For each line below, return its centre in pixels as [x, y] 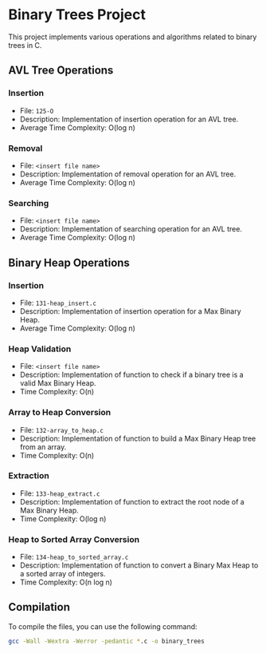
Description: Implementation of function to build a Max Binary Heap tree [138, 438]
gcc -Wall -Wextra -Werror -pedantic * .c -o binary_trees [106, 641]
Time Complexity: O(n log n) [66, 582]
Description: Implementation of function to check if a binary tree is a [132, 375]
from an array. [43, 447]
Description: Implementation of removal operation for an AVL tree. [128, 174]
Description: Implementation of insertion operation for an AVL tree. [129, 119]
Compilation [39, 607]
